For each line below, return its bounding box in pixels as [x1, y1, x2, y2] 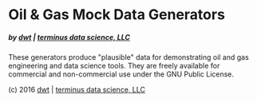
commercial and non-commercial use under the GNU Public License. [8, 69, 234, 79]
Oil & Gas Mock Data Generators [8, 6, 226, 24]
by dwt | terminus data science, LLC [8, 32, 130, 41]
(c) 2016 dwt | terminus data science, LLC [8, 85, 146, 95]
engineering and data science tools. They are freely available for [8, 61, 220, 71]
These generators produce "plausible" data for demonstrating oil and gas [8, 53, 249, 62]
